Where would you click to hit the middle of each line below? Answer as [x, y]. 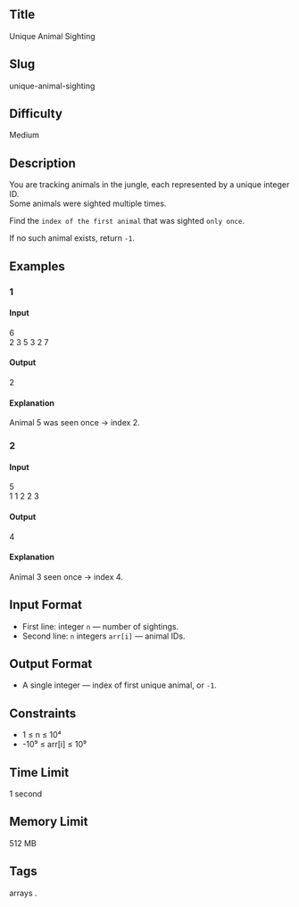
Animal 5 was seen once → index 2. [75, 423]
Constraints [43, 713]
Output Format [51, 664]
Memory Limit [49, 822]
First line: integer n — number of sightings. [100, 626]
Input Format [46, 605]
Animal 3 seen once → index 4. [66, 577]
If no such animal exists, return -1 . [72, 238]
